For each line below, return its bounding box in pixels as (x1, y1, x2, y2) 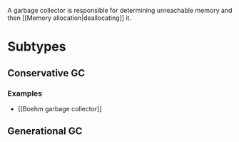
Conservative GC (7, 67, 86, 79)
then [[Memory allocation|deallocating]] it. (7, 14, 132, 22)
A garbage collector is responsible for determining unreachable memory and (7, 6, 233, 14)
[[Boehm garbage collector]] (17, 104, 102, 113)
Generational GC (7, 125, 83, 138)
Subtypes (7, 39, 66, 55)
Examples (7, 88, 43, 98)
